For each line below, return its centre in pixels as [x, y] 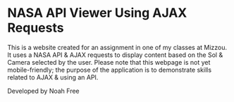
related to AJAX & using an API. [53, 77]
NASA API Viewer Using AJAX [97, 13]
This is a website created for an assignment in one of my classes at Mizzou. [117, 47]
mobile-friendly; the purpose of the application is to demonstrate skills [110, 70]
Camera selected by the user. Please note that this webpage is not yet [109, 62]
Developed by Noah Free [43, 91]
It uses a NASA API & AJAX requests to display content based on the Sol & [115, 55]
